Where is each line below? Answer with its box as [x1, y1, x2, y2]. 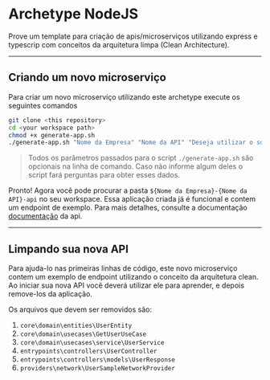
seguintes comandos [8, 100, 78, 110]
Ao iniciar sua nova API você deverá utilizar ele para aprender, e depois [8, 280, 245, 290]
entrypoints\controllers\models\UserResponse [19, 356, 175, 364]
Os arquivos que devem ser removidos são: [8, 304, 153, 314]
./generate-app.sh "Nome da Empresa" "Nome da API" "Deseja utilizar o [8, 138, 253, 147]
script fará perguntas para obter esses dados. [27, 170, 181, 180]
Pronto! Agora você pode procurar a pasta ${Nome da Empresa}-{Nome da [8, 186, 247, 195]
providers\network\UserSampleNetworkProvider [19, 365, 175, 373]
